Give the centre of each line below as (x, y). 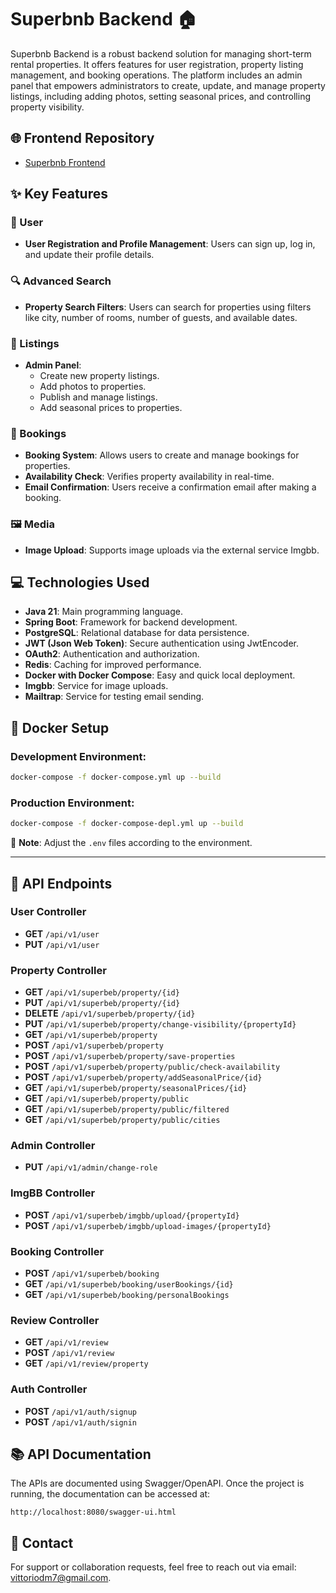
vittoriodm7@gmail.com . (61, 1578)
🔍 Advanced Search (61, 281)
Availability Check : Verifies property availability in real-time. (149, 477)
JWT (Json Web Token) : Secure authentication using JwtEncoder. (162, 643)
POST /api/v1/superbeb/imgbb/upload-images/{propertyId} (148, 1225)
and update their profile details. (89, 255)
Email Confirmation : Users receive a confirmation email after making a (170, 487)
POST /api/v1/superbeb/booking (92, 1273)
